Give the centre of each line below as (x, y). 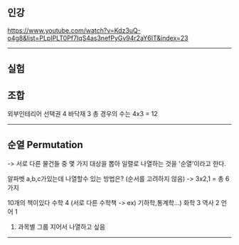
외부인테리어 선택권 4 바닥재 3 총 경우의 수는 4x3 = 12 (83, 114)
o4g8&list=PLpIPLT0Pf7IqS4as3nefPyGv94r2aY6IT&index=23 (98, 38)
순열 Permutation (45, 145)
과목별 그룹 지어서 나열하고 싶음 (61, 226)
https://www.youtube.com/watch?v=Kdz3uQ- (74, 30)
